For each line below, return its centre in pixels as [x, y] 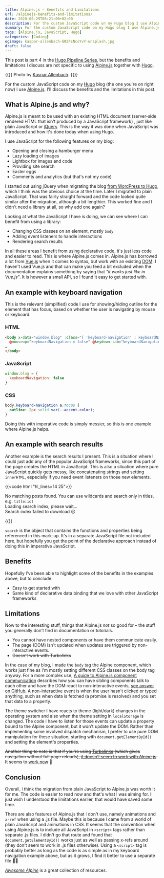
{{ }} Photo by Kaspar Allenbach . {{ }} [41, 74]
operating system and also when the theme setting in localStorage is [74, 716]
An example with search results [54, 445]
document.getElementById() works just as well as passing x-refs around [77, 840]
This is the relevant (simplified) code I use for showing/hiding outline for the [81, 304]
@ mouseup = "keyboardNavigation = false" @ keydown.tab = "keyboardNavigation [86, 342]
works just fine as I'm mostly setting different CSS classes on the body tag [80, 670]
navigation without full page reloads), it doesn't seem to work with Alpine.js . [81, 757]
